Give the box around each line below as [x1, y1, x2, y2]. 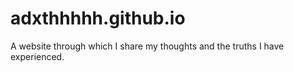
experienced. [10, 50, 65, 62]
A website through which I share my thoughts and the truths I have [10, 40, 285, 52]
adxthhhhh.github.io [10, 7, 186, 30]
